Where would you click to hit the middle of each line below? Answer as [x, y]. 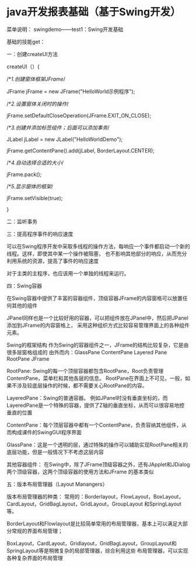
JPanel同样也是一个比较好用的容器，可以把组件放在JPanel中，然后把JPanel [97, 318]
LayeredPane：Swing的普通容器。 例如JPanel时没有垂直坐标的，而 [87, 397]
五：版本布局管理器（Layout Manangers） [57, 484]
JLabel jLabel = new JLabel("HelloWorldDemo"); [65, 139]
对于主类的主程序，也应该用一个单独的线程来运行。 [68, 273]
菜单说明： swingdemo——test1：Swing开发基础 [65, 29]
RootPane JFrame [28, 359]
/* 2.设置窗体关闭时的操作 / [38, 103]
